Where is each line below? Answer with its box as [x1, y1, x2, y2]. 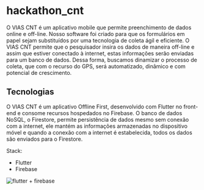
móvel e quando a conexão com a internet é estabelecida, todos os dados [6, 128, 192, 136]
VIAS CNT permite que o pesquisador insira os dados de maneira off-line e [6, 43, 195, 51]
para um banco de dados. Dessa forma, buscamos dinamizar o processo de [6, 56, 197, 63]
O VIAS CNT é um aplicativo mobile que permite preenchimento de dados [6, 24, 192, 31]
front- [183, 103, 199, 110]
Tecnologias [6, 86, 54, 97]
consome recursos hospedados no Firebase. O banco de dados [22, 109, 183, 116]
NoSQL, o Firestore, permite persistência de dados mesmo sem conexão [6, 116, 189, 123]
